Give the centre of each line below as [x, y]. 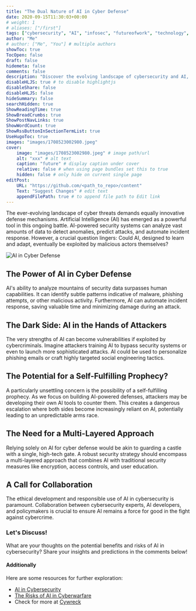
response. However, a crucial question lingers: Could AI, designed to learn [95, 238]
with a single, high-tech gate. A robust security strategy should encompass [97, 454]
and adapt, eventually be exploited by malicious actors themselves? [87, 244]
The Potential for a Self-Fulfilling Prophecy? [87, 376]
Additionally [21, 565]
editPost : [18, 180]
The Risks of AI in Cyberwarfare [53, 595]
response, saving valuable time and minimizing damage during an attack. [94, 307]
